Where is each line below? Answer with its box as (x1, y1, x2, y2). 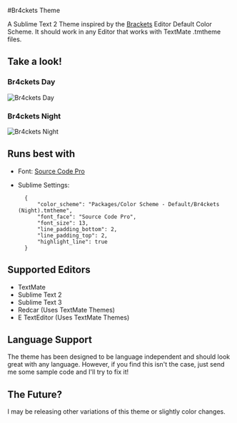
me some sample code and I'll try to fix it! (7, 367, 129, 377)
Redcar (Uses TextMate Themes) (17, 305, 116, 314)
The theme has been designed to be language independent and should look (7, 352, 231, 361)
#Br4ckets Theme (7, 6, 61, 14)
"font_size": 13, (36, 219, 89, 227)
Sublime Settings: (17, 180, 70, 189)
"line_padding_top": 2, (36, 232, 109, 239)
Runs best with (7, 148, 76, 160)
